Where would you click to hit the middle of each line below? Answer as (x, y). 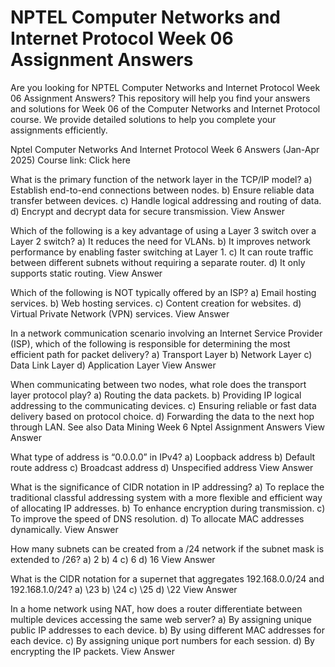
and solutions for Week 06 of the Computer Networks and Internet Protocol (165, 108)
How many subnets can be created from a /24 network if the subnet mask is (167, 548)
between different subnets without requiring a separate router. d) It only (158, 262)
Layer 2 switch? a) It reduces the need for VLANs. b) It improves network (160, 241)
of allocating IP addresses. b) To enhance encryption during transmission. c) (168, 508)
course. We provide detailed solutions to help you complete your (143, 119)
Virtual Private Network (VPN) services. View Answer (120, 313)
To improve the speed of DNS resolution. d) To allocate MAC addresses (157, 518)
